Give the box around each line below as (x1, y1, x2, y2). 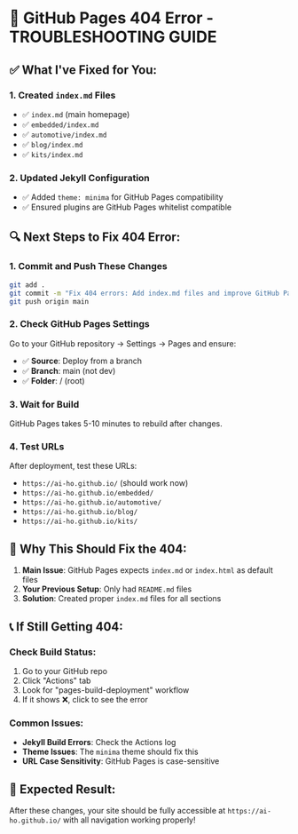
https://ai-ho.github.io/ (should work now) (21, 478, 189, 488)
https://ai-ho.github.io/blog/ (21, 508, 138, 517)
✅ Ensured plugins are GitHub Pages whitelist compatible (21, 202, 232, 212)
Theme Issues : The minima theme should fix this (21, 746, 199, 758)
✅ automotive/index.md (21, 129, 107, 139)
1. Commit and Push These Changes (9, 260, 168, 273)
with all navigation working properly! (63, 814, 196, 825)
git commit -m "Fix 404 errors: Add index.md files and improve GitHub (9, 289, 279, 298)
